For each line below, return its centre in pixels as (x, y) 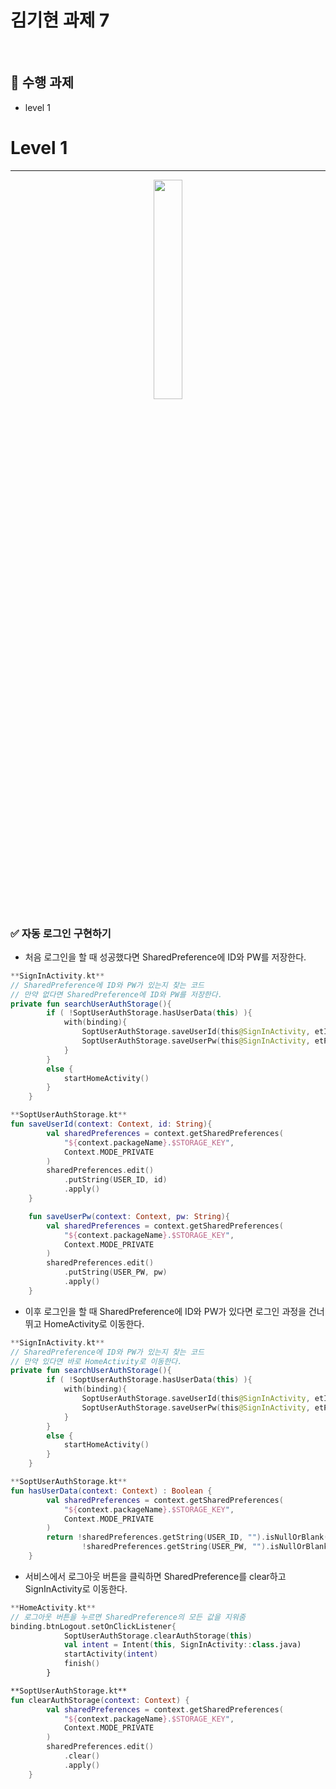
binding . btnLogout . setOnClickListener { (93, 1626)
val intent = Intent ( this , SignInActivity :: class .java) (182, 1645)
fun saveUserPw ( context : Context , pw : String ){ (129, 1216)
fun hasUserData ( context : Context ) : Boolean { (111, 1491)
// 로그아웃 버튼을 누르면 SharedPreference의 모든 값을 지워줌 (128, 1617)
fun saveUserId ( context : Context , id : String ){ (111, 1124)
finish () (82, 1664)
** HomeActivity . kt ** (53, 1607)
